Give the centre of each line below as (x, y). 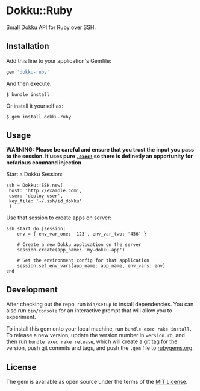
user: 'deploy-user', (36, 196)
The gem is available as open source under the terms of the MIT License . (97, 382)
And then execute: (29, 83)
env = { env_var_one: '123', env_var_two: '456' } (82, 234)
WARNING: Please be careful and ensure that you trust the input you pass (100, 150)
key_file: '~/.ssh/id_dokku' (45, 201)
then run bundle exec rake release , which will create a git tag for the (92, 341)
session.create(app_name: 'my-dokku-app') (71, 250)
